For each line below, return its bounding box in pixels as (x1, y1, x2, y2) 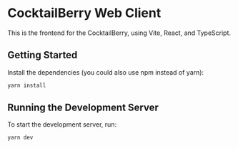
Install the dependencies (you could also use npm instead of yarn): (7, 68, 204, 76)
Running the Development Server (7, 102, 159, 114)
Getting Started (7, 49, 78, 61)
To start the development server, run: (7, 120, 116, 129)
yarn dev (7, 134, 34, 142)
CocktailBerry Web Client (7, 5, 162, 21)
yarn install (7, 82, 46, 89)
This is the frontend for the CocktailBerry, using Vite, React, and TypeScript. (7, 28, 231, 37)
